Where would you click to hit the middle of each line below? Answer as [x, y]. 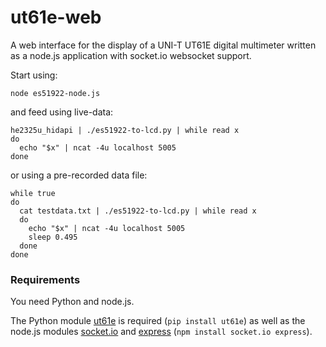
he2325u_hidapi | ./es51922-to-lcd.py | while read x [125, 130]
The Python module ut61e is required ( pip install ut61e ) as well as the [158, 321]
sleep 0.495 [53, 237]
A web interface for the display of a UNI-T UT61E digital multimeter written [163, 45]
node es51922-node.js [55, 93]
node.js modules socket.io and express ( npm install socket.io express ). [161, 332]
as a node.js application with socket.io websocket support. [131, 55]
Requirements [45, 279]
